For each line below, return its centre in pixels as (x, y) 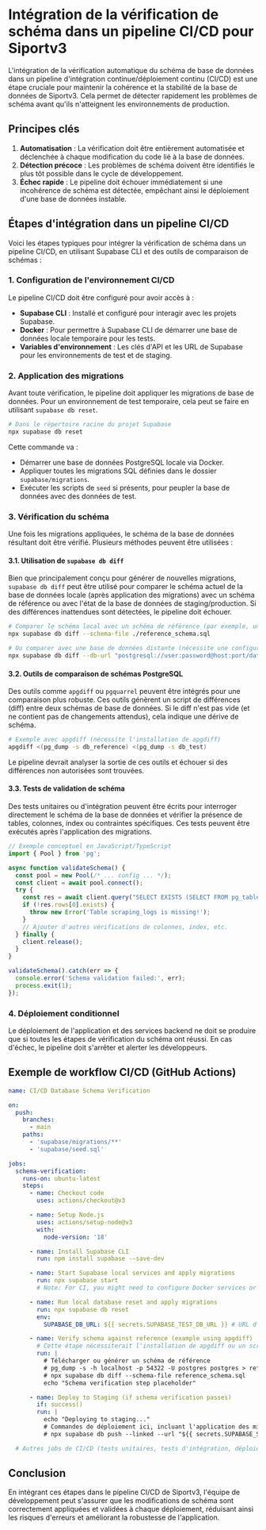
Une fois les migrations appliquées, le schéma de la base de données (122, 534)
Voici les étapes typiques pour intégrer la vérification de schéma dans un (127, 243)
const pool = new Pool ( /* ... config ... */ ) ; (93, 875)
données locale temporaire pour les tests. (87, 338)
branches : (39, 1120)
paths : (33, 1135)
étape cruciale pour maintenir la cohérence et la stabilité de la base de (123, 87)
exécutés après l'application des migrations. (80, 832)
